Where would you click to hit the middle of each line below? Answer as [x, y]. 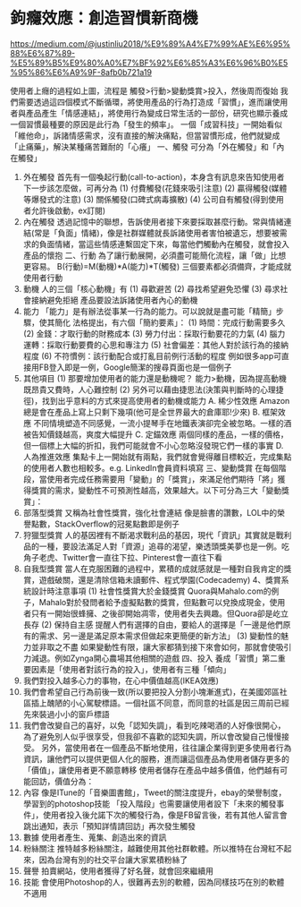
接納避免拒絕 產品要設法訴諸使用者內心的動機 [114, 300]
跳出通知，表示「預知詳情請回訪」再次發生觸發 [109, 826]
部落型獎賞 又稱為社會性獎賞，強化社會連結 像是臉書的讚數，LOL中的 [150, 512]
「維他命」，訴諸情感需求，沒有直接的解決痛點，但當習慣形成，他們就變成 [145, 135]
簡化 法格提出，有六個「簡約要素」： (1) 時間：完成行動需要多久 [170, 322]
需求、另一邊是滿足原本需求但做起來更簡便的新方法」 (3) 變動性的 [160, 636]
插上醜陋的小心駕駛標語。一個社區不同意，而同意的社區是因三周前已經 [160, 703]
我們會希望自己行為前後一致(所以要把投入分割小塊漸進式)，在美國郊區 [151, 691]
